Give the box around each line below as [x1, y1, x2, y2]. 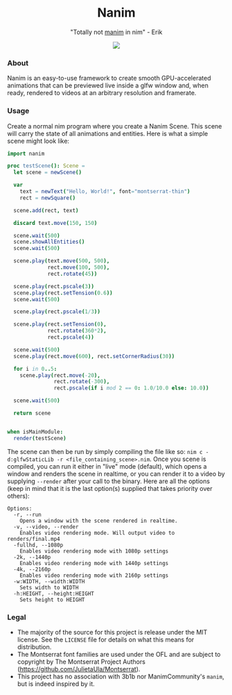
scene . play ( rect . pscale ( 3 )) [13, 283, 95, 290]
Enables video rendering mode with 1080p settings [19, 547, 169, 555]
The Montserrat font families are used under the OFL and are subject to [17, 650, 221, 658]
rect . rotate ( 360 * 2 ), [47, 328, 107, 335]
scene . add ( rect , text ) [13, 207, 79, 214]
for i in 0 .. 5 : [13, 365, 57, 372]
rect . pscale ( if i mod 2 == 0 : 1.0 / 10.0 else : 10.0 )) [53, 385, 209, 392]
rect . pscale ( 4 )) [47, 334, 95, 341]
